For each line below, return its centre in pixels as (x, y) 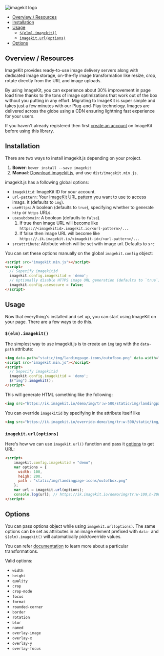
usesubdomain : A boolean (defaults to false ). (56, 217)
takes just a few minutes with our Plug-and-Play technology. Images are (77, 106)
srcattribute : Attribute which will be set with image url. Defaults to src (83, 244)
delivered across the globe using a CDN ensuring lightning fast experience (80, 111)
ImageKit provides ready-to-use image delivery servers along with (72, 70)
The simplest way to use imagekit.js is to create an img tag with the (72, 344)
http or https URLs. (32, 212)
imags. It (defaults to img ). (38, 202)
